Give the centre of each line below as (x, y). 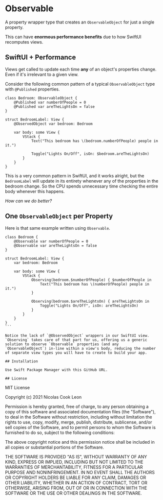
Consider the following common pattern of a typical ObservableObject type (80, 84)
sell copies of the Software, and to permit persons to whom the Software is (81, 427)
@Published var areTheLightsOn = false (54, 107)
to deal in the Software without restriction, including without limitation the (79, 417)
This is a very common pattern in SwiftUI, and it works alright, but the (75, 176)
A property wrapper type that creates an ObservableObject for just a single (80, 22)
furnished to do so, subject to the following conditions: (60, 432)
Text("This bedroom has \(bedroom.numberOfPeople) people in (95, 141)
